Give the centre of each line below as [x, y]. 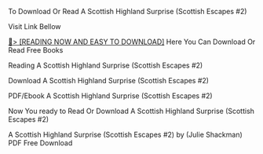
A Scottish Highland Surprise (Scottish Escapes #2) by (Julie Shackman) [126, 134]
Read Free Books [36, 50]
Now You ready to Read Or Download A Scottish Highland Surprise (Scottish [131, 111]
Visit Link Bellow [35, 26]
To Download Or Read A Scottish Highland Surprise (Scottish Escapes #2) [128, 11]
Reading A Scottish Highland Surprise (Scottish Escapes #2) [106, 65]
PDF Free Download [40, 143]
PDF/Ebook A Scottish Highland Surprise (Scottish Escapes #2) [111, 96]
